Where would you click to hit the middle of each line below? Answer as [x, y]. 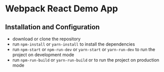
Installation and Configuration [52, 27]
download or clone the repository [46, 39]
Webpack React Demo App [62, 9]
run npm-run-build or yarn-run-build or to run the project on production [86, 60]
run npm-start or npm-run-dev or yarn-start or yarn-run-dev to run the [84, 49]
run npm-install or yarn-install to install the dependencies [74, 44]
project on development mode [43, 55]
